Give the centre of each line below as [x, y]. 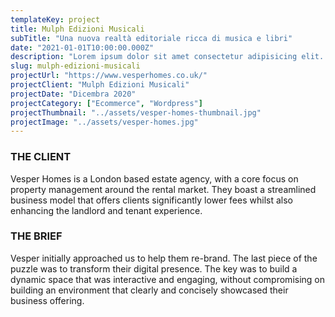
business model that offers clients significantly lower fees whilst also [151, 200]
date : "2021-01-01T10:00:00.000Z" [82, 47]
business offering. [47, 300]
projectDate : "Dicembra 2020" [73, 94]
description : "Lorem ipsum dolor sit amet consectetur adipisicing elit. [167, 57]
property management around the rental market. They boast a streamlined [163, 189]
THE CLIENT [41, 157]
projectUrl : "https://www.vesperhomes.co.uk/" [109, 76]
